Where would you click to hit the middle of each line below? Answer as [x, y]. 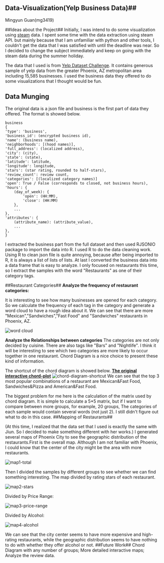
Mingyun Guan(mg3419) [29, 20]
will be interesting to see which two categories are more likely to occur [77, 350]
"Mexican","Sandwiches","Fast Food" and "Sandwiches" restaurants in [76, 316]
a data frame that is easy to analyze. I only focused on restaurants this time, [82, 265]
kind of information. [25, 361]
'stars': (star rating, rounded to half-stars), [56, 170]
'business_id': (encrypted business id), [48, 136]
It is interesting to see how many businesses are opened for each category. [81, 300]
